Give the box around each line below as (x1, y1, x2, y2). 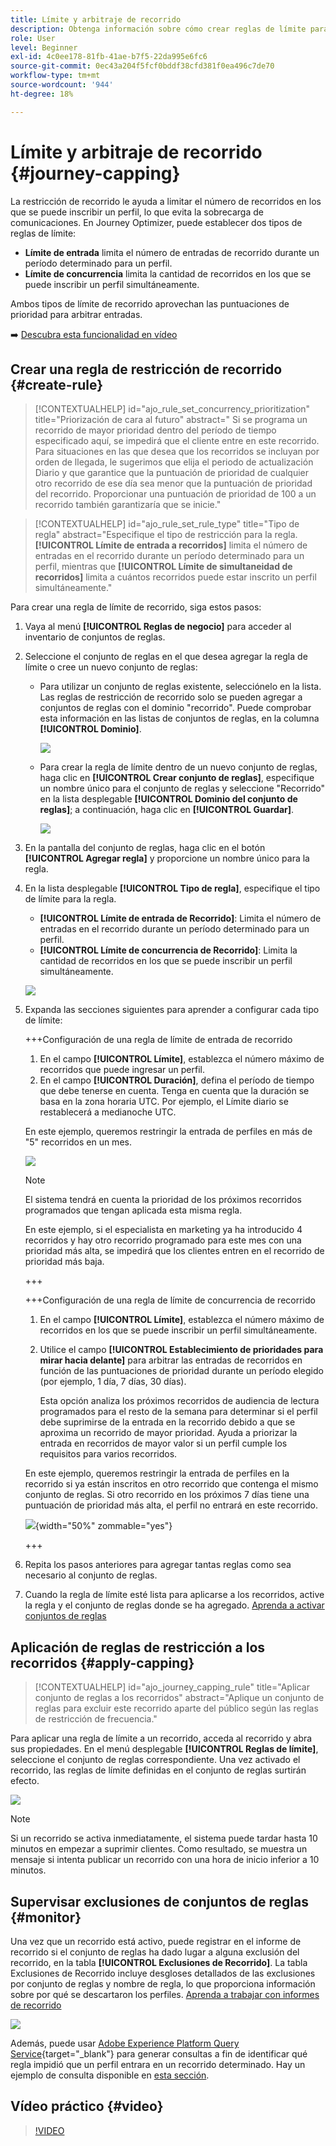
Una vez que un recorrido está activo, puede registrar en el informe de (10, 1936, 302, 1947)
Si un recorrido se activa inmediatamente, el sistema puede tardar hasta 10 (10, 1832, 318, 1845)
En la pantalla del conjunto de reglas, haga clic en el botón (24, 842, 266, 854)
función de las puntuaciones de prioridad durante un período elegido (39, 1365, 324, 1377)
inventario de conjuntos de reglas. (24, 631, 166, 643)
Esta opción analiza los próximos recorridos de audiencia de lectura (39, 1395, 320, 1407)
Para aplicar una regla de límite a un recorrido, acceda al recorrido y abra (10, 1732, 313, 1745)
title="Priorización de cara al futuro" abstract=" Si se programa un (34, 414, 308, 426)
